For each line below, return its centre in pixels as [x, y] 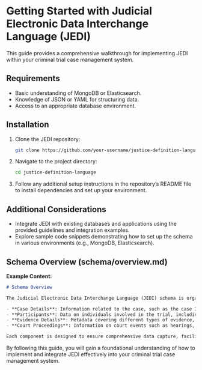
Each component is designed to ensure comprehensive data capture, [93, 337]
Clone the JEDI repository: [47, 139]
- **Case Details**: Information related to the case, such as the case [99, 309]
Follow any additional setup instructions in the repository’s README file [103, 184]
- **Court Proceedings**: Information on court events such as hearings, [101, 326]
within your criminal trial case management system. [70, 59]
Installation [28, 125]
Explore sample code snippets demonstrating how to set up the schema [104, 237]
